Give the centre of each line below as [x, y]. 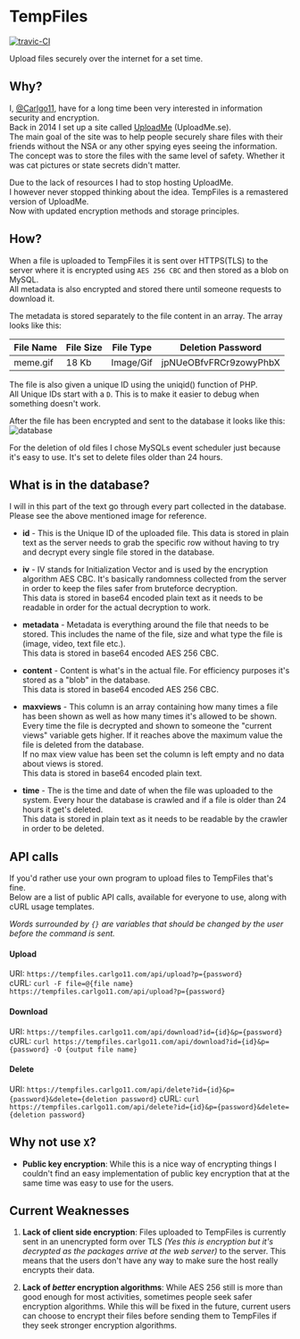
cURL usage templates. [52, 907]
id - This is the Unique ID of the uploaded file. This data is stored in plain [155, 533]
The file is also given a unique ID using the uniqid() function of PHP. [133, 384]
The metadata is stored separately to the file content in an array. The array [146, 315]
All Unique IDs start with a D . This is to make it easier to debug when [134, 394]
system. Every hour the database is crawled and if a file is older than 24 [154, 800]
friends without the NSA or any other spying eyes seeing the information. [143, 146]
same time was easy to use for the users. [98, 1183]
